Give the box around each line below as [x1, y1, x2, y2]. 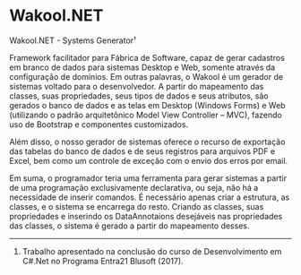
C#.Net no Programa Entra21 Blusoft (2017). [21, 255, 184, 266]
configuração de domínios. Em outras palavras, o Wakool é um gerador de [9, 71, 284, 82]
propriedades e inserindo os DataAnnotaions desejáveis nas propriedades [9, 211, 283, 221]
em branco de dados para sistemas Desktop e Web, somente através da [9, 62, 276, 73]
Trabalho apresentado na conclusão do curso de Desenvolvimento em [21, 245, 282, 256]
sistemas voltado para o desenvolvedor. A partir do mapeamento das [9, 81, 264, 91]
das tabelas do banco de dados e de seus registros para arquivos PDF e [9, 145, 276, 157]
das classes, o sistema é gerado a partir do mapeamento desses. [9, 220, 250, 231]
